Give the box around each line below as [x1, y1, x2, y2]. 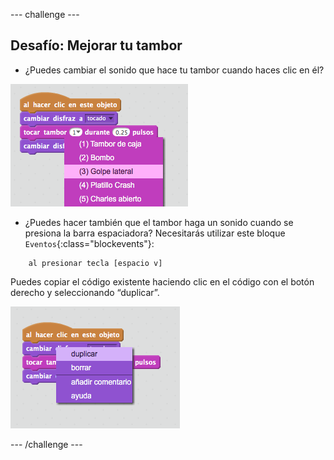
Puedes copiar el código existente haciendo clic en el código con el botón [10, 275, 315, 288]
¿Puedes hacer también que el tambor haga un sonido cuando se [24, 216, 294, 228]
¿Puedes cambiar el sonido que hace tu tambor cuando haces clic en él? [24, 64, 325, 76]
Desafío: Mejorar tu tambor [10, 37, 183, 54]
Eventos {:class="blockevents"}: [24, 237, 155, 249]
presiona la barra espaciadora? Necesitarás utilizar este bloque [24, 227, 286, 239]
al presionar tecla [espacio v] [28, 258, 163, 268]
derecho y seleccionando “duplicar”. [10, 286, 160, 298]
